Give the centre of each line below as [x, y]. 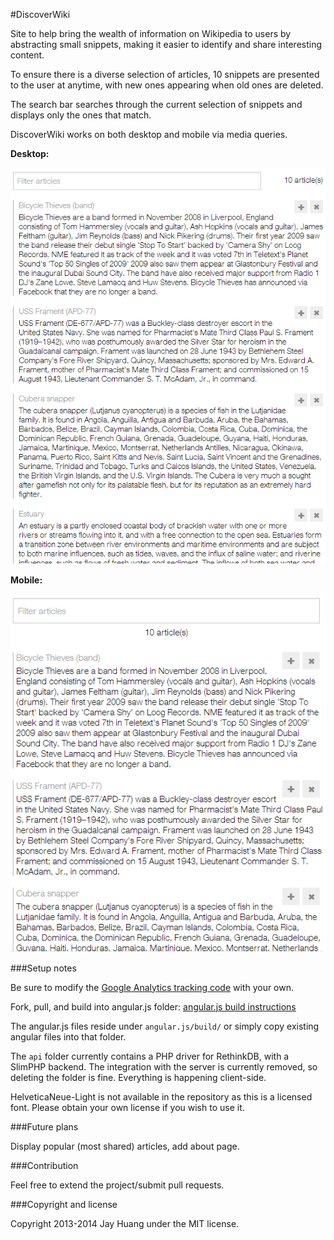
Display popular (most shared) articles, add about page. [125, 1146]
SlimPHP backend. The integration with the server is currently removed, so [164, 1066]
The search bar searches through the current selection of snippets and [156, 104]
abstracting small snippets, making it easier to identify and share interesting [166, 44]
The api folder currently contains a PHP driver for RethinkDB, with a [150, 1056]
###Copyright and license [64, 1204]
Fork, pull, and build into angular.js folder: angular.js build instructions [153, 1006]
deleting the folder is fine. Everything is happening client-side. [138, 1077]
